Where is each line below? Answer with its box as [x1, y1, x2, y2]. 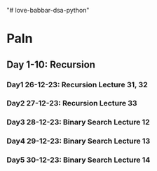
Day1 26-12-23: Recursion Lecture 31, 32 [6, 80, 148, 89]
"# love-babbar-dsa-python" [6, 6, 90, 14]
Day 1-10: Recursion [6, 58, 96, 70]
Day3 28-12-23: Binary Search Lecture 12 [6, 118, 150, 127]
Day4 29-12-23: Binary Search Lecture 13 [6, 137, 151, 146]
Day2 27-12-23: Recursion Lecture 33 [6, 99, 137, 108]
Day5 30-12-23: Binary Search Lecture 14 [6, 155, 151, 165]
